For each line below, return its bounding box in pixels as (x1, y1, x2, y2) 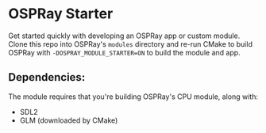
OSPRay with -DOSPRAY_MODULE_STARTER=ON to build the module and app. (8, 47, 241, 57)
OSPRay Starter (8, 5, 114, 23)
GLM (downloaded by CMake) (19, 116, 118, 125)
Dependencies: (8, 70, 86, 84)
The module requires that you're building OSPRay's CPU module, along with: (8, 92, 258, 101)
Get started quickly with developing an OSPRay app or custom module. (8, 31, 241, 40)
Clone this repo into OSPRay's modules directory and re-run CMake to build (8, 39, 253, 48)
